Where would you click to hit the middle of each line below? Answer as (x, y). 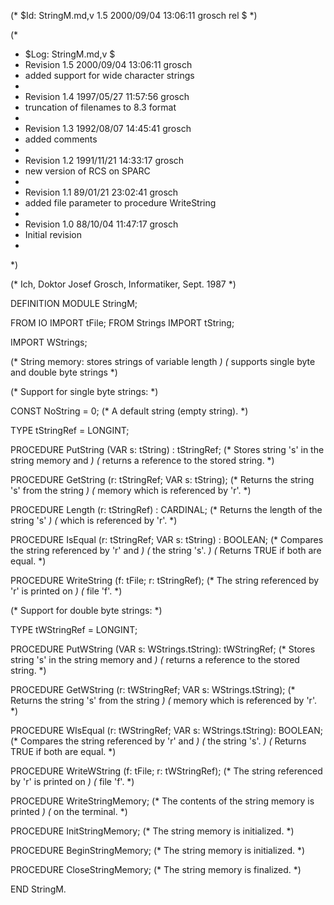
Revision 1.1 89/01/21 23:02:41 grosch (101, 192)
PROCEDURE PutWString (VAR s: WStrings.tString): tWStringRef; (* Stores (163, 649)
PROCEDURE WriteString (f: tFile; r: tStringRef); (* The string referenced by (165, 580)
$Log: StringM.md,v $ (70, 54)
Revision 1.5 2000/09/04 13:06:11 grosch (108, 64)
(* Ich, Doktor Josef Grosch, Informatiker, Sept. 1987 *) (123, 284)
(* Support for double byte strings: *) (86, 610)
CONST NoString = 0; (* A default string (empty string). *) (129, 411)
